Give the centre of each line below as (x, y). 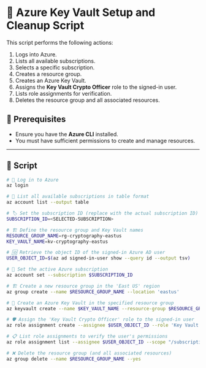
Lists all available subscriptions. (55, 61)
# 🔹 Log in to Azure (33, 180)
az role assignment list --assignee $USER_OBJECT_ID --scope (86, 342)
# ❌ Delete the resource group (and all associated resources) (89, 353)
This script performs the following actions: (60, 42)
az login (17, 186)
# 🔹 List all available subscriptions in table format (78, 197)
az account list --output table (48, 202)
